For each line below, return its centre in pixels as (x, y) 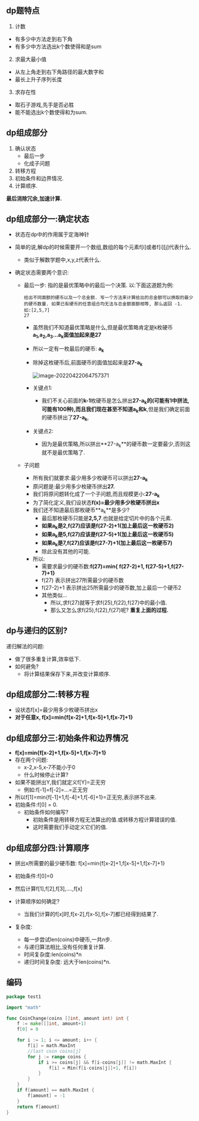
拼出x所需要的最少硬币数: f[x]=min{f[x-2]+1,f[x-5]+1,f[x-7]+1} (90, 863)
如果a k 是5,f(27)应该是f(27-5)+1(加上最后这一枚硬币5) (108, 535)
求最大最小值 (30, 59)
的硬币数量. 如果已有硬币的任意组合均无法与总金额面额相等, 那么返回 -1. (103, 304)
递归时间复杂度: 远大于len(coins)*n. (67, 962)
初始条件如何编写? (46, 812)
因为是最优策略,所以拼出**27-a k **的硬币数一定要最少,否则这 (116, 445)
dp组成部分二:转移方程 (48, 694)
